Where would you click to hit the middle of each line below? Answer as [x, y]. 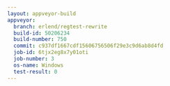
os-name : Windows [39, 65]
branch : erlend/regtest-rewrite [61, 26]
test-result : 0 [36, 71]
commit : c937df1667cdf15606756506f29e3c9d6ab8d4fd [88, 46]
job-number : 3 [34, 59]
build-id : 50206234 [42, 33]
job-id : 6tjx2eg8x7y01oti [51, 53]
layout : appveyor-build [42, 14]
